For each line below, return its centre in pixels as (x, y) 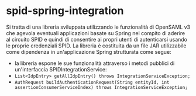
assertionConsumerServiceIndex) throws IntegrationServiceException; (101, 87)
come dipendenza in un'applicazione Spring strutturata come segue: (89, 52)
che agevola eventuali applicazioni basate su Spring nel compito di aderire (96, 33)
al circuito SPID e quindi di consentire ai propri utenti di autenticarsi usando (97, 39)
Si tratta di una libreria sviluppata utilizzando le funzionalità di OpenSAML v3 (98, 27)
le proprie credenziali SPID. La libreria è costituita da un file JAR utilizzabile (96, 46)
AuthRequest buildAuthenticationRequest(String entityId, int (92, 82)
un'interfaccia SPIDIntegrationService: (61, 69)
